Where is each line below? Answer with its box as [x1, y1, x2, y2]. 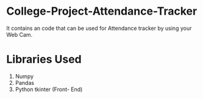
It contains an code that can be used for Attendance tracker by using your [6, 24, 192, 32]
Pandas [15, 79, 35, 86]
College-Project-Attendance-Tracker [6, 4, 198, 18]
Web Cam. [6, 31, 33, 38]
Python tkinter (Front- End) [15, 86, 83, 93]
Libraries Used [6, 53, 82, 67]
